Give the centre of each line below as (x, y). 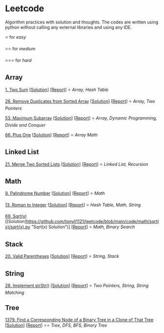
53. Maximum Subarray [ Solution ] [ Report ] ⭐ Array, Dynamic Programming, (81, 118)
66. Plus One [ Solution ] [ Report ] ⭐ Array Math (51, 134)
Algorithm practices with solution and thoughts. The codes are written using (82, 22)
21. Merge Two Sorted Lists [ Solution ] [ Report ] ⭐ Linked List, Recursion (77, 164)
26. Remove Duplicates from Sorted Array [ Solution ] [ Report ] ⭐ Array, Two (80, 101)
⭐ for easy (16, 37)
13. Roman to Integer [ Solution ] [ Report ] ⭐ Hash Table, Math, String (73, 205)
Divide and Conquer (25, 125)
